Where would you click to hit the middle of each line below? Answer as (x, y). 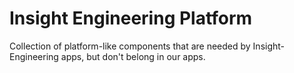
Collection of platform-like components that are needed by (130, 46)
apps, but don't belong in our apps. (133, 56)
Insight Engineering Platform (131, 18)
